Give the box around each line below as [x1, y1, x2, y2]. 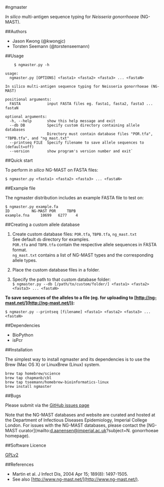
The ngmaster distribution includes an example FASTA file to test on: [5, 195, 144, 200]
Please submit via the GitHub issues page [5, 402, 90, 408]
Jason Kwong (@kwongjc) [12, 38, 66, 44]
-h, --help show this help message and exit [9, 118, 116, 123]
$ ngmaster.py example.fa [5, 204, 58, 209]
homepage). [5, 433, 30, 439]
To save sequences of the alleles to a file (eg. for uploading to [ [5, 295, 136, 300]
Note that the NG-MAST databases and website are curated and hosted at [5, 412, 156, 417]
